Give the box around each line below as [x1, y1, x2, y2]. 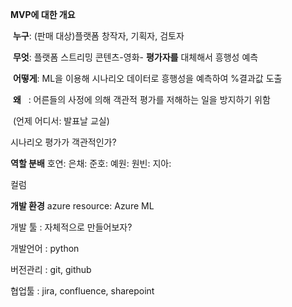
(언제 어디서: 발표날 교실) [12, 115, 110, 127]
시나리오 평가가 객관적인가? [10, 136, 117, 148]
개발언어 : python [10, 243, 80, 254]
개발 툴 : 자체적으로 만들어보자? [10, 221, 133, 233]
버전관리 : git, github [10, 264, 92, 275]
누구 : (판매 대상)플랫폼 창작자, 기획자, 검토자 [12, 30, 185, 42]
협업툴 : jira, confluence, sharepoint [10, 285, 155, 297]
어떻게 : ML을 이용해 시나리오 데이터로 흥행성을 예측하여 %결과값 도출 [12, 73, 283, 84]
